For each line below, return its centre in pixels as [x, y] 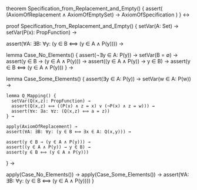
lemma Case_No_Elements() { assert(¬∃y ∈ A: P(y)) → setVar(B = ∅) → [92, 55]
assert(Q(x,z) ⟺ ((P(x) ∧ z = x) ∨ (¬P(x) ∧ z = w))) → [83, 106]
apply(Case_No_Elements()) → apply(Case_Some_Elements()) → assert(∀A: [98, 174]
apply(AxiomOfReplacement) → [42, 127]
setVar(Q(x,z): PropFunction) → [51, 101]
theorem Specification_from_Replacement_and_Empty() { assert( [84, 9]
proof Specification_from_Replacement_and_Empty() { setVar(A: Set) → [93, 26]
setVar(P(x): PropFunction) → [42, 32]
